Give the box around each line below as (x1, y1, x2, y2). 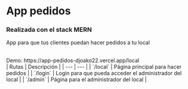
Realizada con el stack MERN (6, 26, 93, 34)
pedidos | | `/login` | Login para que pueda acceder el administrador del (6, 70, 182, 77)
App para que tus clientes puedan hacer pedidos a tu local (6, 39, 150, 46)
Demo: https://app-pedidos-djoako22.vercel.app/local (6, 57, 140, 64)
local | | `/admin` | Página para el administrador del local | (6, 76, 147, 83)
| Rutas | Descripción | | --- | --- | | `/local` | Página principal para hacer (6, 63, 182, 70)
